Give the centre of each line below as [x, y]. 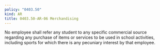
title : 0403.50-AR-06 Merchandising [41, 18]
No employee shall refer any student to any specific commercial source [76, 33]
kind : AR [13, 14]
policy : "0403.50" [23, 9]
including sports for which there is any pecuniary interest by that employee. [80, 43]
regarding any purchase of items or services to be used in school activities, [80, 37]
